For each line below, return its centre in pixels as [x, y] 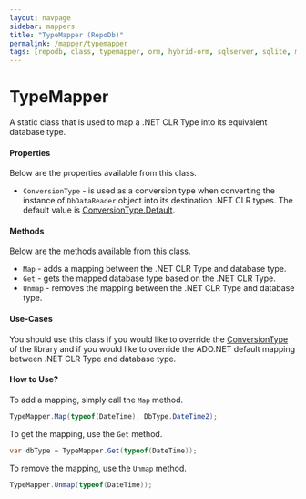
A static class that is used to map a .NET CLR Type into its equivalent [138, 122]
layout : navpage [40, 18]
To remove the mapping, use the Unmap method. [98, 468]
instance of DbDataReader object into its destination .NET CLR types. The [158, 201]
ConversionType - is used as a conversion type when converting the [149, 191]
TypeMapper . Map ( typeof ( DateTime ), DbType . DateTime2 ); [114, 416]
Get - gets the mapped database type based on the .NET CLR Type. [149, 278]
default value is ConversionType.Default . [99, 210]
